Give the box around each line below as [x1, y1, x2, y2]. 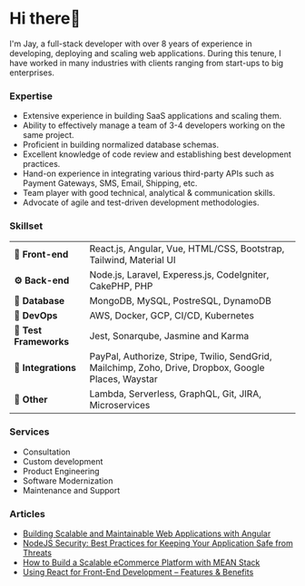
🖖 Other [14, 393, 48, 405]
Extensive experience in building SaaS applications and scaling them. [22, 111, 282, 122]
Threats [22, 548, 53, 559]
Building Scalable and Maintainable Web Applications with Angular [22, 528, 271, 539]
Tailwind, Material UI [89, 253, 176, 266]
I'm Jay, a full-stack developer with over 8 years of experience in [9, 38, 252, 49]
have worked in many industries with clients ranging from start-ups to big [9, 57, 284, 68]
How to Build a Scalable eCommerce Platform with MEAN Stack [22, 557, 261, 568]
